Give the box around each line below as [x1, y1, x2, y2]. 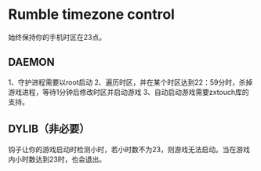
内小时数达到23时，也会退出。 [8, 155, 107, 164]
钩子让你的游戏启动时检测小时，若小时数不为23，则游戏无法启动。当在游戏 [8, 144, 251, 154]
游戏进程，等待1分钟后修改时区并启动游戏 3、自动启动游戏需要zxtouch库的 [8, 87, 249, 96]
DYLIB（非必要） [8, 122, 90, 136]
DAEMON [8, 56, 55, 69]
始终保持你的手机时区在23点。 [8, 32, 107, 42]
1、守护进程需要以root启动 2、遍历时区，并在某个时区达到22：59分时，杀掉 [8, 77, 253, 87]
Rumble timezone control [8, 5, 175, 24]
